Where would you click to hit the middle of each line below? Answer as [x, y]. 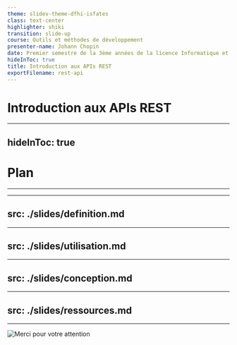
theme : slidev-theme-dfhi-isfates [58, 14]
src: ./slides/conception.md [70, 278]
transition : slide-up [39, 34]
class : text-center [36, 20]
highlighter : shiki [36, 27]
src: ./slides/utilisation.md [67, 246]
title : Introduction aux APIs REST [60, 66]
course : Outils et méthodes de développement [75, 40]
